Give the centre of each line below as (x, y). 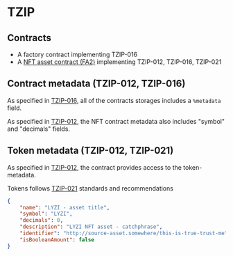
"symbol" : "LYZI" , (46, 214)
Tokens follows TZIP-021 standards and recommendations (90, 188)
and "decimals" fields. (39, 129)
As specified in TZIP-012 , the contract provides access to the (95, 167)
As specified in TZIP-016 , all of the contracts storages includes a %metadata (114, 100)
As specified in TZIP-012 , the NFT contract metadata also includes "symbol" (116, 121)
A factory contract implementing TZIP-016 (77, 54)
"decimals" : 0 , (42, 221)
